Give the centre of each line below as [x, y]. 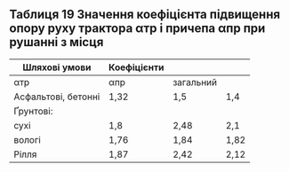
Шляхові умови [56, 67]
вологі [28, 139]
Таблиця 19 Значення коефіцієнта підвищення [145, 15]
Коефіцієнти [136, 67]
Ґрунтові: [33, 111]
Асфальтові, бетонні [57, 97]
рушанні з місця [56, 42]
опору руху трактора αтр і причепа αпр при [137, 29]
